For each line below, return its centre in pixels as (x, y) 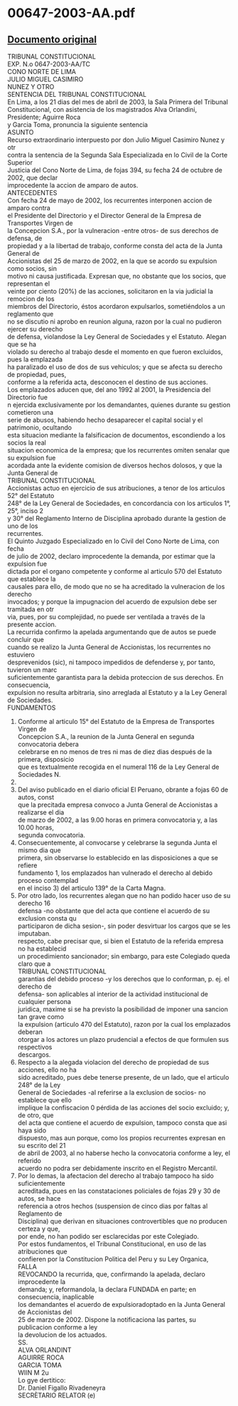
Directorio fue (28, 397)
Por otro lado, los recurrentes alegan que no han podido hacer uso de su (124, 895)
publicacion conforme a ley (58, 1327)
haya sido (32, 1130)
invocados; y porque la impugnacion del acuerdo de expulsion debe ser (112, 601)
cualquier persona (44, 1002)
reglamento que (31, 314)
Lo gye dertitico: (42, 1380)
